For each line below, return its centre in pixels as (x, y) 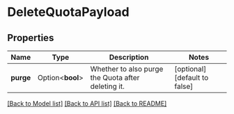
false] (184, 86)
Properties (31, 38)
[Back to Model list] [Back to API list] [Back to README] (87, 104)
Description (129, 57)
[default (187, 78)
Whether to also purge (127, 69)
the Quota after (115, 78)
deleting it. (108, 86)
